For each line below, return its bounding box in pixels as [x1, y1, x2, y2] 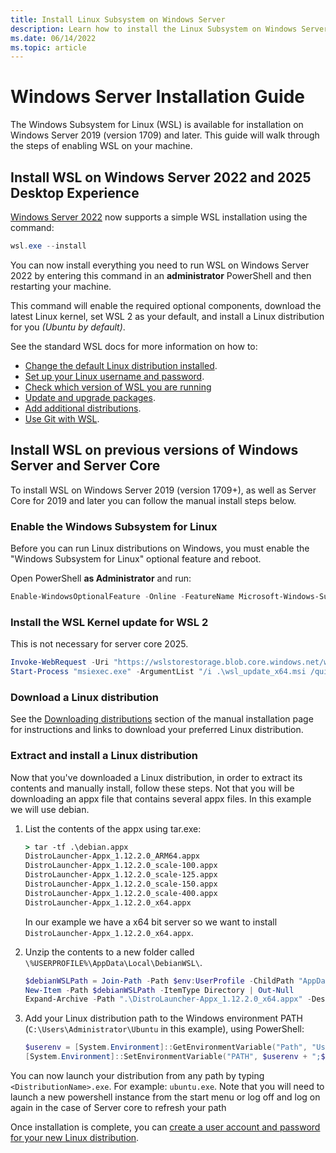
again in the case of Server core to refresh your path [10, 1102, 227, 1113]
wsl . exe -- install [10, 241, 87, 251]
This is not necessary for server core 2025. [10, 638, 189, 650]
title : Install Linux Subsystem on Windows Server [10, 14, 226, 25]
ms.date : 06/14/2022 [10, 33, 97, 43]
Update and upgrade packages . [24, 391, 156, 403]
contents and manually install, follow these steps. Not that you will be [10, 782, 295, 794]
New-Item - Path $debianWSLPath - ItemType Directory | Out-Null [24, 985, 295, 995]
